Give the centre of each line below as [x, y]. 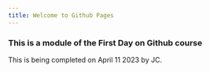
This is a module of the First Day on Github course [105, 42]
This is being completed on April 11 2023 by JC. [85, 59]
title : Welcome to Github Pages [61, 15]
